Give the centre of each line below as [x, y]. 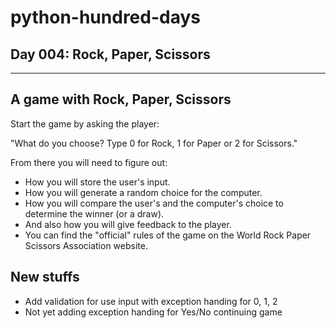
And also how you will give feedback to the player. [128, 224]
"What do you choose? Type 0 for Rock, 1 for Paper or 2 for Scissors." [154, 143]
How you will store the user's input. [97, 182]
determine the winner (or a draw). [94, 213]
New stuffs [45, 277]
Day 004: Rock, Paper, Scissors [110, 54]
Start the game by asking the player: [85, 123]
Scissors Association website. [86, 245]
